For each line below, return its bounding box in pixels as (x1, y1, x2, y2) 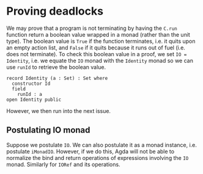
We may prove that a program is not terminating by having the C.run (6, 24, 177, 32)
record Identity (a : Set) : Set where (6, 75, 108, 81)
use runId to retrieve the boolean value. (6, 63, 106, 71)
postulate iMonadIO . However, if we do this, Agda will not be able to (6, 148, 175, 155)
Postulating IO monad (6, 125, 90, 136)
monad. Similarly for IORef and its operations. (6, 161, 120, 168)
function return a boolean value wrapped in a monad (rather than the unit (6, 31, 191, 38)
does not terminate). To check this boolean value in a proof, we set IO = (6, 50, 187, 57)
